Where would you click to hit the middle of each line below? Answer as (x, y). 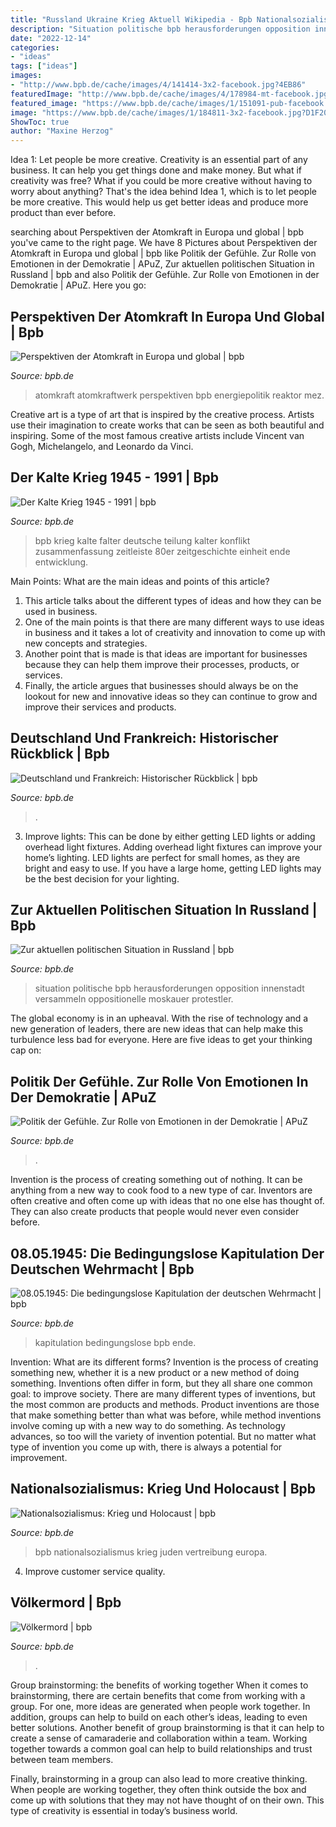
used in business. (61, 611)
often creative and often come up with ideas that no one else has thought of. (167, 1201)
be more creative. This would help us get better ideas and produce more (159, 202)
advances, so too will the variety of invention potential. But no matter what (163, 1436)
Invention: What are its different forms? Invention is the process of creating (164, 1362)
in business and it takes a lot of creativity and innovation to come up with (175, 632)
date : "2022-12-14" (51, 38)
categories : (35, 47)
